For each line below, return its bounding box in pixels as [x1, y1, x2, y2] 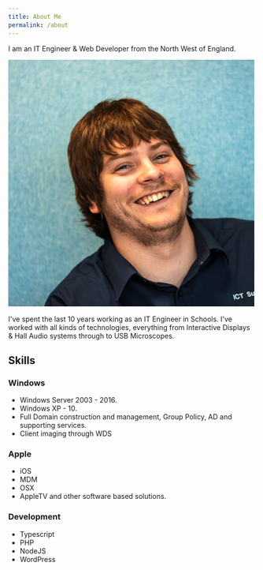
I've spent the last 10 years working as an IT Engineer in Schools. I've [8, 314, 233, 324]
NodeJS [19, 546, 46, 556]
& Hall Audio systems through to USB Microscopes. [8, 331, 175, 340]
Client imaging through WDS [19, 429, 113, 438]
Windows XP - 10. [19, 403, 77, 414]
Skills [8, 354, 35, 367]
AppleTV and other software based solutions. [19, 492, 167, 501]
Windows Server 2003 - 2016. [19, 396, 117, 405]
